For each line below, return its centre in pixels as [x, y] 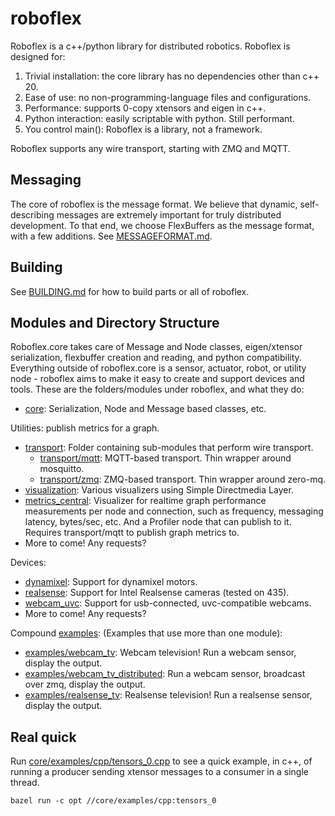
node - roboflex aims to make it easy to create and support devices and [157, 379]
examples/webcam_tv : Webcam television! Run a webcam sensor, [160, 653]
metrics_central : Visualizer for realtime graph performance [145, 501]
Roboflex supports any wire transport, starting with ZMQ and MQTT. [150, 148]
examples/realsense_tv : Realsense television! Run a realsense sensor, [168, 695]
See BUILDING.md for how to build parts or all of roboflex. [130, 291]
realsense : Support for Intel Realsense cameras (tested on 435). [157, 593]
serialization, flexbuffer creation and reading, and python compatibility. [156, 358]
